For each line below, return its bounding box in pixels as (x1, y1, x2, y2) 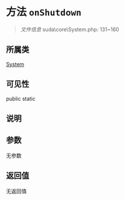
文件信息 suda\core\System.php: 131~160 (20, 26, 120, 33)
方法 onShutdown (6, 5, 82, 19)
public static (6, 95, 36, 102)
